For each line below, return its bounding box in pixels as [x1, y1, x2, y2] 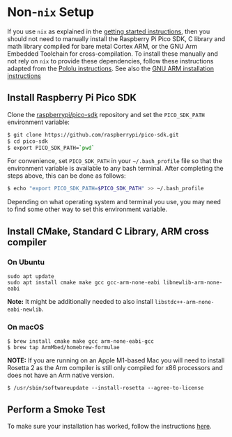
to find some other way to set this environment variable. [7, 205, 168, 213]
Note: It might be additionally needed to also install [7, 297, 153, 305]
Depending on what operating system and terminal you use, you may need [7, 198, 222, 206]
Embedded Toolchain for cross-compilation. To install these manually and [7, 49, 218, 58]
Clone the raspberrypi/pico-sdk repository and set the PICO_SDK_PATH [7, 110, 206, 118]
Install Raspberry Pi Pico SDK [7, 92, 137, 104]
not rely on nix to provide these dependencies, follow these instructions [7, 56, 214, 65]
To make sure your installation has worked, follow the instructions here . [7, 422, 212, 431]
